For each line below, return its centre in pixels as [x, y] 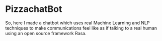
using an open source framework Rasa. [46, 33]
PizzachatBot [34, 9]
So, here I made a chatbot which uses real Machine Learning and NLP [77, 23]
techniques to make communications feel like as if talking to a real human [81, 28]
